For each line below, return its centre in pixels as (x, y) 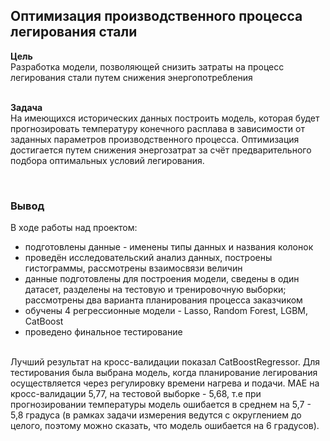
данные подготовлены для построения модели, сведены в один (162, 279)
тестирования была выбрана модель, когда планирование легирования (164, 373)
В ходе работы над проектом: (74, 228)
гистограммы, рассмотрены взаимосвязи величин (133, 268)
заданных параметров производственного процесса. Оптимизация (155, 139)
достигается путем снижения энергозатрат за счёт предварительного (161, 150)
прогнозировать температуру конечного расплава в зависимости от (157, 128)
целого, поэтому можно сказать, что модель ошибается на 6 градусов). (165, 426)
